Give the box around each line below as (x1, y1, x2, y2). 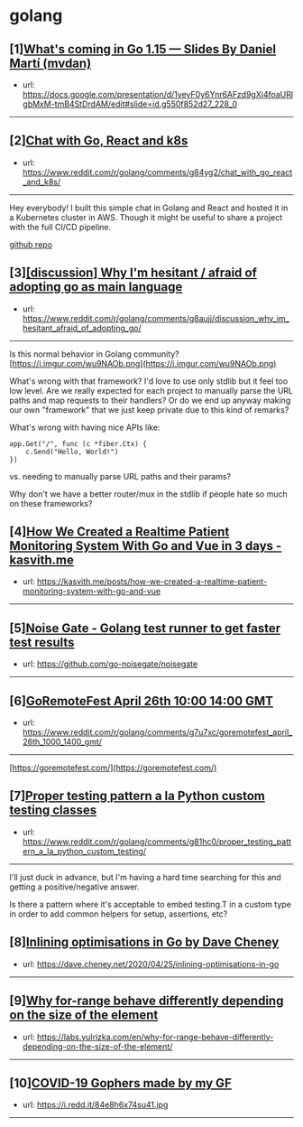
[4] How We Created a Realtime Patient (9, 525, 230, 540)
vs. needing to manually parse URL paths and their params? (9, 470, 232, 481)
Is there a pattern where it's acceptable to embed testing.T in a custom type (9, 899, 291, 909)
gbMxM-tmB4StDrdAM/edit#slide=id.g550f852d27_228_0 (22, 98, 237, 109)
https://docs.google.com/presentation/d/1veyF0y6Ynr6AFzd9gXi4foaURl (22, 89, 294, 99)
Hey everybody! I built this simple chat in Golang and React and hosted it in (9, 202, 289, 213)
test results (9, 634, 75, 650)
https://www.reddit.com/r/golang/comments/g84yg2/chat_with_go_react (22, 166, 293, 177)
